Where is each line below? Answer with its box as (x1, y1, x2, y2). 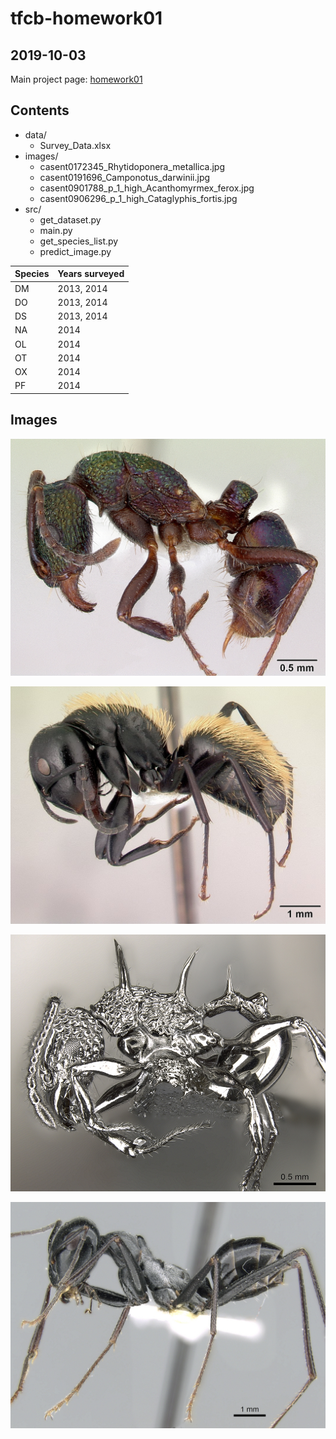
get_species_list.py (39, 235, 119, 247)
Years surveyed (57, 268, 125, 280)
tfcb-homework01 (10, 7, 163, 30)
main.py (39, 224, 73, 236)
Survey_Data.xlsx (39, 139, 112, 151)
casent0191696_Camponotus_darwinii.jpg (39, 171, 211, 183)
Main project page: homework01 (10, 73, 143, 85)
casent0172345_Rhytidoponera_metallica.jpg (39, 160, 226, 172)
